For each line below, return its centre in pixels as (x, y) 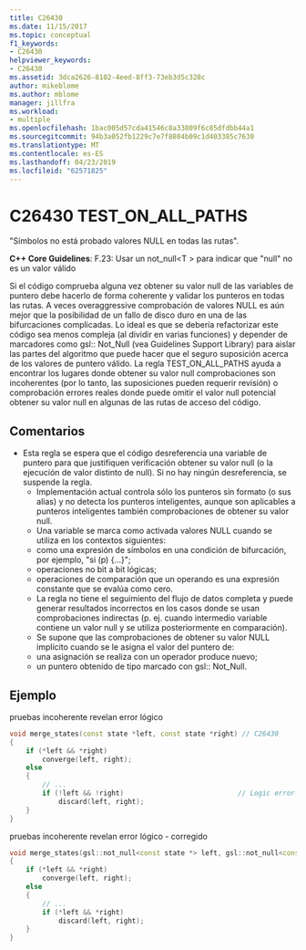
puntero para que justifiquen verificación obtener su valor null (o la (148, 463)
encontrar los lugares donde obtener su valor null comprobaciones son (143, 373)
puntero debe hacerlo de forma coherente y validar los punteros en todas (147, 296)
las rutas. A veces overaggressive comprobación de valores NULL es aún (147, 306)
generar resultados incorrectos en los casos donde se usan (148, 609)
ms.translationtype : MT (55, 145)
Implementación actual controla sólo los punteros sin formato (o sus (163, 492)
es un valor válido (43, 268)
